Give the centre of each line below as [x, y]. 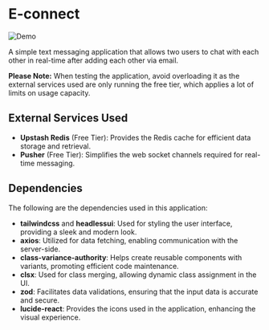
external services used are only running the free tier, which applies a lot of [131, 84]
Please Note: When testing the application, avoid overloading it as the [124, 75]
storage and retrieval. [55, 146]
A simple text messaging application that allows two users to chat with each [134, 51]
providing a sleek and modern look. [78, 232]
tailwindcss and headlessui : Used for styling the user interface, [126, 223]
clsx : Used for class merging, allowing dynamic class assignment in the [138, 275]
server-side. [40, 249]
